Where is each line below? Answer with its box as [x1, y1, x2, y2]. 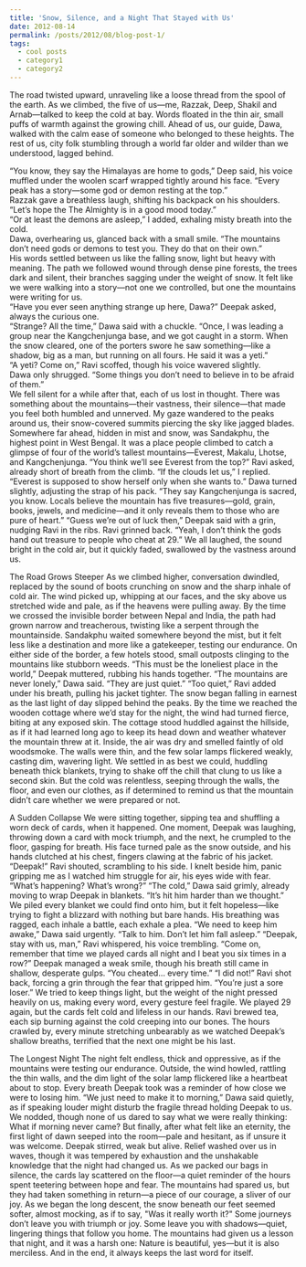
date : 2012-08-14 [9, 22, 76, 31]
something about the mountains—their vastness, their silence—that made [9, 398, 286, 409]
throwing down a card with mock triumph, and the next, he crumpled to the [9, 831, 291, 842]
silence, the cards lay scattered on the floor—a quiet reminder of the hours [9, 1169, 290, 1180]
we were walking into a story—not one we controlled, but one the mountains [9, 281, 297, 292]
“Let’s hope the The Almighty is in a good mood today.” [9, 204, 216, 215]
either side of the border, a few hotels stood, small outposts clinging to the [9, 649, 290, 660]
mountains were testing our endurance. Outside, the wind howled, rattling [9, 1062, 287, 1073]
